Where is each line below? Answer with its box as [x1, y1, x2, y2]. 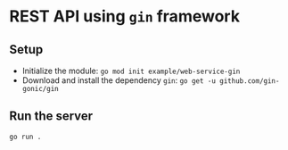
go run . [9, 132, 42, 141]
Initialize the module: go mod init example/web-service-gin [21, 65, 241, 76]
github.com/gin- [219, 77, 280, 86]
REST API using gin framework [9, 6, 241, 27]
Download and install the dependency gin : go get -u [21, 75, 217, 86]
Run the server [9, 109, 94, 124]
